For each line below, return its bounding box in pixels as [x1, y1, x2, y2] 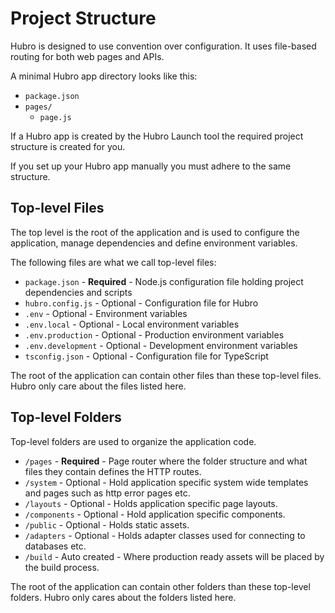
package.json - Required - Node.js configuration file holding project [24, 275, 304, 287]
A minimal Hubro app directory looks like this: [10, 70, 198, 82]
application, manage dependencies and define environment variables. [10, 237, 298, 249]
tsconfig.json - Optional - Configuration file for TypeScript [24, 350, 269, 362]
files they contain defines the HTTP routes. [24, 465, 202, 477]
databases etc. [24, 540, 87, 552]
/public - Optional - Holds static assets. [24, 518, 190, 531]
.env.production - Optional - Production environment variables [24, 328, 285, 341]
